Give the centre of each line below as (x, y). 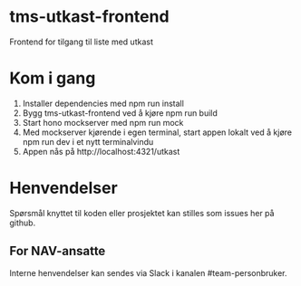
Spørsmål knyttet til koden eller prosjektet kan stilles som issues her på (142, 213)
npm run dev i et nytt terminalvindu (88, 141)
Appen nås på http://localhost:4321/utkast (101, 151)
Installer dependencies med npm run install (103, 103)
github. (23, 223)
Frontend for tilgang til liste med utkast (82, 42)
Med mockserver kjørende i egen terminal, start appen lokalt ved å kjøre (157, 132)
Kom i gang (53, 78)
